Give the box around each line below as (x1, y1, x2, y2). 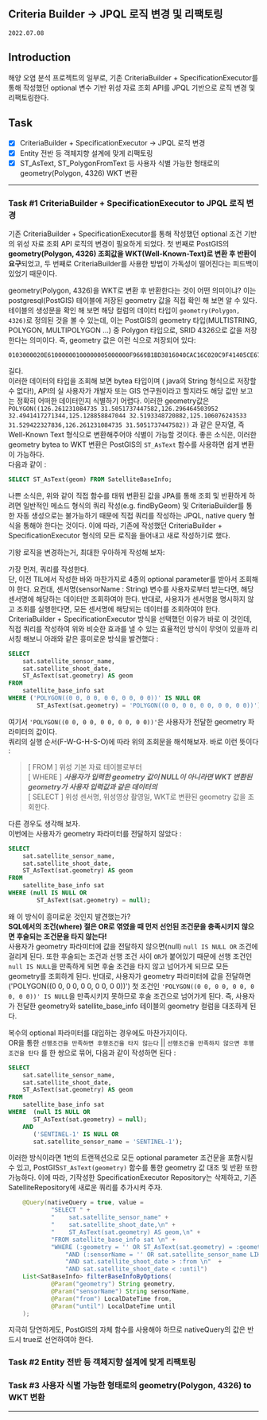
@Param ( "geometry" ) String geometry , (50, 1280, 176, 1288)
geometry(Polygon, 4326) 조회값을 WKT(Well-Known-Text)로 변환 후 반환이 (8, 249, 257, 258)
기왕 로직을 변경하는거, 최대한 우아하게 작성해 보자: (8, 547, 165, 557)
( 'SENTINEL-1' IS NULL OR (33, 1130, 119, 1139)
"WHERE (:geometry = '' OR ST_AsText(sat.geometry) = (50, 1243, 233, 1251)
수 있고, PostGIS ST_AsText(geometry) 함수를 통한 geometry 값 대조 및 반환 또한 (8, 1163, 258, 1173)
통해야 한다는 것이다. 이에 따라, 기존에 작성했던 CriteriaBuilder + (22, 520, 222, 530)
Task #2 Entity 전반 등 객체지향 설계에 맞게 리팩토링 (8, 1356, 196, 1368)
